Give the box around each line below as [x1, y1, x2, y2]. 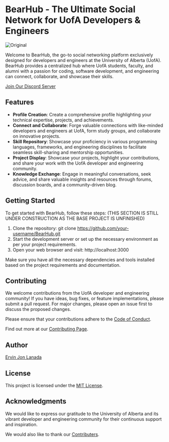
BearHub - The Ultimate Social [5, 4, 136, 15]
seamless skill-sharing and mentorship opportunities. [12, 149, 124, 155]
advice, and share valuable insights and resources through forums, [12, 176, 153, 182]
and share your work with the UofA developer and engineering [12, 160, 144, 166]
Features [5, 98, 34, 107]
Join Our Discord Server [5, 83, 56, 89]
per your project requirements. [12, 241, 77, 247]
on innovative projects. [12, 133, 61, 139]
